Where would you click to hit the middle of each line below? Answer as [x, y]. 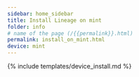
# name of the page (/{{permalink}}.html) [70, 33]
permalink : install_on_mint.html [56, 40]
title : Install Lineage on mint [54, 20]
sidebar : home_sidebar [40, 14]
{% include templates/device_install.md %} [69, 66]
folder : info [26, 27]
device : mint [26, 46]
